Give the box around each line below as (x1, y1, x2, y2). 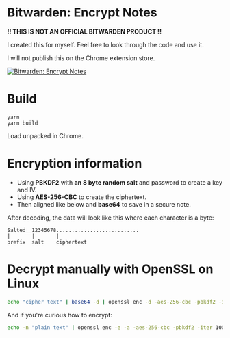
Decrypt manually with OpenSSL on (7, 261, 214, 276)
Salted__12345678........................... (7, 226, 139, 233)
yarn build (7, 120, 38, 127)
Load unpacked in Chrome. (7, 131, 84, 140)
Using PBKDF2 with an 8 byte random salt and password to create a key (16, 178, 222, 186)
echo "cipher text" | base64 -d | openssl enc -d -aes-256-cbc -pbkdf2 (7, 298, 216, 305)
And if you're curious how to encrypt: (7, 311, 113, 319)
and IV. (16, 185, 37, 194)
